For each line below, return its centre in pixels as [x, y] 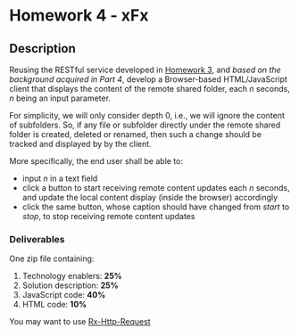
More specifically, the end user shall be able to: [96, 161]
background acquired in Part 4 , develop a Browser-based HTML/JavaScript [149, 79]
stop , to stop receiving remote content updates [108, 216]
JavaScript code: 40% [64, 295]
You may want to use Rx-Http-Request [80, 322]
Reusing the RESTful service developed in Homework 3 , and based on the [145, 70]
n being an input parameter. [60, 98]
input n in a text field [60, 178]
